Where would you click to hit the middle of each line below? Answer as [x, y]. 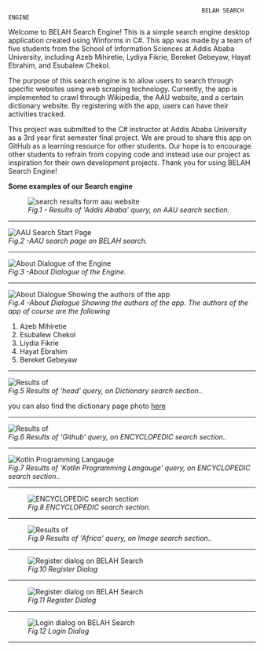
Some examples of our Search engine [71, 186]
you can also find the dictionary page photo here [87, 406]
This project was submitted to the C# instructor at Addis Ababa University [128, 129]
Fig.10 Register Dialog [63, 569]
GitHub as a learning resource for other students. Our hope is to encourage [130, 146]
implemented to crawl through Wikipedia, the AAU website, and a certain [126, 97]
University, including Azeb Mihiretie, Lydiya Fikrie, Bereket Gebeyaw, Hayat [130, 57]
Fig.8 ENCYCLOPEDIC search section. [90, 507]
